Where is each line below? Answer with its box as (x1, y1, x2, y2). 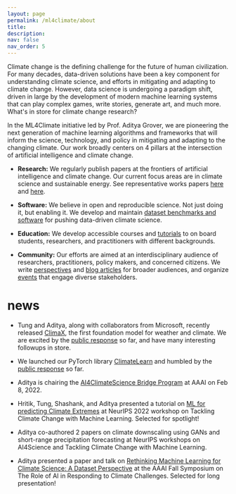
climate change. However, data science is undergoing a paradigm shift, (7, 85, 213, 93)
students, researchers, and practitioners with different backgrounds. (17, 237, 216, 245)
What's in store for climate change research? (7, 107, 138, 116)
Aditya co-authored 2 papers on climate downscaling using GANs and (17, 428, 220, 436)
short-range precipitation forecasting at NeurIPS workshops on (17, 435, 200, 444)
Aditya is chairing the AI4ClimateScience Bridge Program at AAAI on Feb (17, 378, 228, 386)
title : (7, 23, 27, 30)
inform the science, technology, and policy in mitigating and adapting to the (7, 136, 226, 144)
